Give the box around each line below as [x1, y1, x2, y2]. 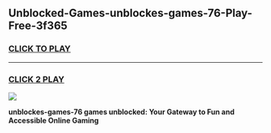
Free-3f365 [8, 19, 68, 33]
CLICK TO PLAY [8, 44, 71, 55]
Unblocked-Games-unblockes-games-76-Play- [8, 6, 252, 20]
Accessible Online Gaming [8, 115, 99, 125]
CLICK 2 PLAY [8, 73, 65, 85]
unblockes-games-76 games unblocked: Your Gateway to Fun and [8, 106, 236, 116]
